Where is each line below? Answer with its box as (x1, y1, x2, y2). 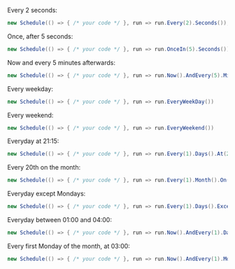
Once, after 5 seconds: (7, 32, 73, 41)
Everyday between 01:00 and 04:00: (7, 216, 112, 223)
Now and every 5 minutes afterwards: (7, 58, 115, 67)
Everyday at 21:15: (7, 137, 59, 146)
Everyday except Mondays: (7, 189, 86, 198)
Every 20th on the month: (7, 163, 81, 172)
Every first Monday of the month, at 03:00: (7, 242, 131, 250)
